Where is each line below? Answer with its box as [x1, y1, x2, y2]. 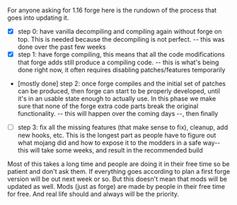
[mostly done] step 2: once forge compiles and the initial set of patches [17, 79, 226, 88]
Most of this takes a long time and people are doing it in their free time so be [7, 160, 230, 168]
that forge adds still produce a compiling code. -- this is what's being [17, 58, 219, 66]
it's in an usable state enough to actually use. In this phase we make [17, 95, 216, 103]
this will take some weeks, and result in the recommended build [17, 146, 203, 155]
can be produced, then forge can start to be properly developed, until [17, 87, 221, 95]
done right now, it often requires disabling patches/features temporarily [17, 66, 226, 74]
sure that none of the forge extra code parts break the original [17, 102, 199, 110]
